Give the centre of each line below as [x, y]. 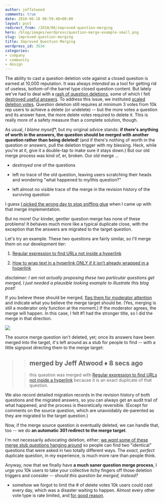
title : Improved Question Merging [40, 42]
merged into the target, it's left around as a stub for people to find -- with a [80, 343]
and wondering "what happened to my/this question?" [67, 180]
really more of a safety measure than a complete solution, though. [71, 120]
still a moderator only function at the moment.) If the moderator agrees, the [81, 308]
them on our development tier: [35, 244]
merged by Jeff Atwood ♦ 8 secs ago [86, 363]
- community [17, 60]
